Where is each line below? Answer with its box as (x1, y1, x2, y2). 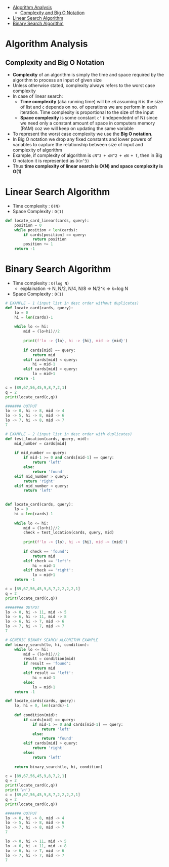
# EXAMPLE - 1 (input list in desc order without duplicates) (5, 301, 139, 306)
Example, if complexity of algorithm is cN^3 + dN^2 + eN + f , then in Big (12, 152, 163, 158)
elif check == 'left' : (23, 558, 71, 563)
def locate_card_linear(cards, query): (5, 218, 90, 223)
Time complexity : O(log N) (12, 280, 69, 286)
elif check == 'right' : (23, 568, 73, 573)
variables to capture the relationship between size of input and (12, 142, 143, 147)
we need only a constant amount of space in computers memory (20, 120, 155, 126)
